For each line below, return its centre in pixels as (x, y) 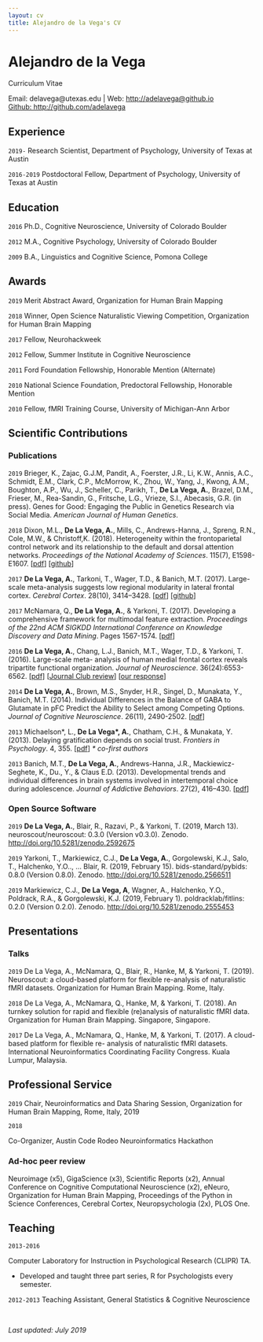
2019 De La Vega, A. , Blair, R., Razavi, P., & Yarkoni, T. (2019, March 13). (123, 826)
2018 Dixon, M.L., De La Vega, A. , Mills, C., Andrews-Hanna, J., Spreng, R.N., (132, 530)
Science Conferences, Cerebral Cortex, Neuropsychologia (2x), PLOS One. (129, 1204)
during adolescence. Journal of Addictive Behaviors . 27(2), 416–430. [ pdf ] (129, 788)
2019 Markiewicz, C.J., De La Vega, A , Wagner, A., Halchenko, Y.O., (117, 890)
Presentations (43, 932)
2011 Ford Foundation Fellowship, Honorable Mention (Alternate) (112, 370)
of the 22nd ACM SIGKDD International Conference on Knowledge (115, 627)
